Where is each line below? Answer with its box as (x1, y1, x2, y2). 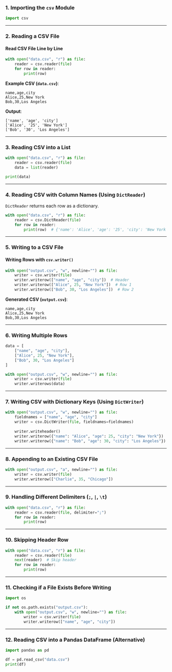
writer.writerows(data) (14, 381, 66, 386)
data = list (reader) (14, 165, 58, 170)
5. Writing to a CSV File (5, 244, 64, 251)
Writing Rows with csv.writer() (5, 256, 74, 262)
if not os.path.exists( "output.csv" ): (5, 605, 88, 610)
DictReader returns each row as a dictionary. (5, 202, 99, 209)
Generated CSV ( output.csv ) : (5, 296, 68, 302)
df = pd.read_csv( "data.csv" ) (5, 657, 70, 662)
